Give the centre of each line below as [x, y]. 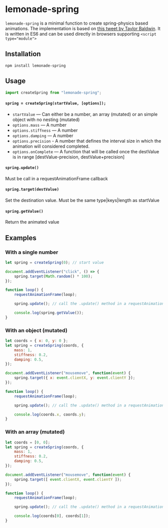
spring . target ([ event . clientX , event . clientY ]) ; [68, 479]
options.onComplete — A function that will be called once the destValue [86, 151]
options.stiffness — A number [45, 130]
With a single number [32, 252]
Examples [21, 238]
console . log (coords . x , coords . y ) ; [50, 414]
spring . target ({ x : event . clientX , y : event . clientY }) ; [75, 378]
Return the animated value [32, 222]
